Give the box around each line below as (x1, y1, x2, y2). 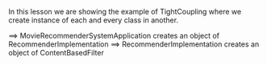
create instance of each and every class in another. (8, 15, 179, 25)
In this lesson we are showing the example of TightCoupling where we (8, 7, 242, 16)
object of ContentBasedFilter (8, 48, 105, 57)
